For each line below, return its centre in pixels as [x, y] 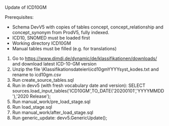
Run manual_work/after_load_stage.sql [53, 112]
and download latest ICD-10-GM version [54, 64]
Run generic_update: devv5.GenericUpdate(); [60, 118]
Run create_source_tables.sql [43, 80]
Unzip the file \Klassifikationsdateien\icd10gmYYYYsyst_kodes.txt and [85, 69]
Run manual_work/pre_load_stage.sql [51, 102]
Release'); [40, 96]
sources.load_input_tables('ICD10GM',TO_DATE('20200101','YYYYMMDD [88, 91]
